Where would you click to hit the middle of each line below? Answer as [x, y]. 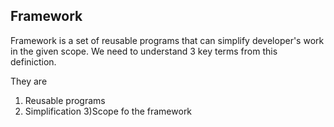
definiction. [33, 61]
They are [29, 81]
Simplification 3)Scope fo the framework [108, 111]
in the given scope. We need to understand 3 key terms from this [144, 51]
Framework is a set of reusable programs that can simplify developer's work [167, 40]
